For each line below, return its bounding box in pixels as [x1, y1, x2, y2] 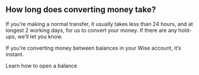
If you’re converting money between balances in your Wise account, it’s [5, 44, 181, 51]
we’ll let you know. [17, 32, 63, 40]
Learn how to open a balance [5, 62, 77, 69]
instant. [5, 50, 24, 58]
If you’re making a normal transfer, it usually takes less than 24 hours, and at [5, 20, 193, 27]
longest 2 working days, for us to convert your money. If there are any [5, 27, 177, 34]
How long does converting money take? [5, 5, 156, 15]
